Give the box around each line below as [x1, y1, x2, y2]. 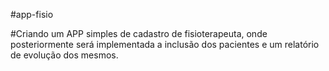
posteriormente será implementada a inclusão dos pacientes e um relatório [10, 39, 320, 50]
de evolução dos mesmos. [10, 49, 119, 61]
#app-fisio [10, 9, 54, 20]
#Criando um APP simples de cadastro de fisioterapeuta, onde [10, 28, 268, 39]
